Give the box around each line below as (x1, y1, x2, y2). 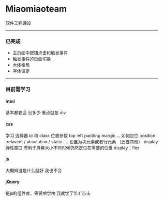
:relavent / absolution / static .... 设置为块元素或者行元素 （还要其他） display (5, 138, 158, 144)
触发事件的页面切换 (12, 56, 51, 62)
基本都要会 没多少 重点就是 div (5, 110, 66, 116)
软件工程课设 (5, 20, 31, 26)
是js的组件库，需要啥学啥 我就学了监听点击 (5, 190, 91, 196)
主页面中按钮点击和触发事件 (12, 50, 68, 56)
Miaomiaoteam (5, 3, 67, 15)
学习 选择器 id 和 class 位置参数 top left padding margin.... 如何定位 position (5, 133, 156, 138)
